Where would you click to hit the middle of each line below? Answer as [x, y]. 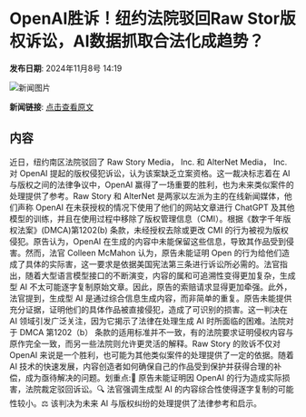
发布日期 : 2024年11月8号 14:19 [66, 68]
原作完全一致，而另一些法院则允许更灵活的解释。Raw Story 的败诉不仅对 [145, 343]
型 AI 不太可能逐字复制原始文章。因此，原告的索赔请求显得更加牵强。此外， [151, 286]
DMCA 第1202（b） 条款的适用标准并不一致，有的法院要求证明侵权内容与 [157, 332]
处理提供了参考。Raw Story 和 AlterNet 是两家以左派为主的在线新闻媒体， [147, 195]
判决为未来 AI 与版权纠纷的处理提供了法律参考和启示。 [160, 403]
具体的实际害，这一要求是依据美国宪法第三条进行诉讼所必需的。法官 [152, 263]
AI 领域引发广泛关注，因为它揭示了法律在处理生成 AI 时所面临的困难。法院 [148, 321]
